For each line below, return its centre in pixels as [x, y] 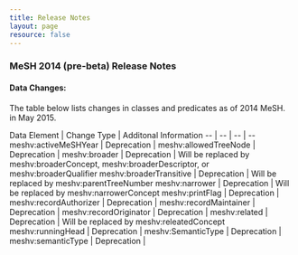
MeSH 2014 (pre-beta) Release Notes [93, 66]
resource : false [40, 34]
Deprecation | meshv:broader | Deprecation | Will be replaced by [130, 154]
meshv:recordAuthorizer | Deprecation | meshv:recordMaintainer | [132, 202]
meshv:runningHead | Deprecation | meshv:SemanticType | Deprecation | [145, 231]
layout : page [34, 26]
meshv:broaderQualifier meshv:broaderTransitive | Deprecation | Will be [143, 174]
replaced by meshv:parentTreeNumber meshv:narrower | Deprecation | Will [149, 183]
